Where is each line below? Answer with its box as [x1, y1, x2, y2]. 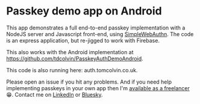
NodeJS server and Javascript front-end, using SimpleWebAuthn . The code [6, 30, 194, 37]
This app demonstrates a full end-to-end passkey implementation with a [6, 24, 186, 31]
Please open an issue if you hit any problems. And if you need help [6, 78, 172, 85]
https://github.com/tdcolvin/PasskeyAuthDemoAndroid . [6, 55, 143, 62]
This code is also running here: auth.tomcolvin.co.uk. [6, 66, 138, 73]
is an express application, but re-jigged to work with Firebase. [6, 37, 160, 44]
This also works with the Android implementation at [6, 48, 134, 55]
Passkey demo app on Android [6, 4, 162, 18]
